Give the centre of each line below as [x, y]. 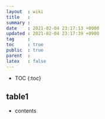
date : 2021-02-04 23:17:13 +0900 [53, 28]
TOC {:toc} [28, 78]
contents [26, 111]
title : [18, 17]
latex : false [26, 61]
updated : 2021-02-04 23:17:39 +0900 [53, 34]
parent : [18, 56]
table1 [17, 96]
